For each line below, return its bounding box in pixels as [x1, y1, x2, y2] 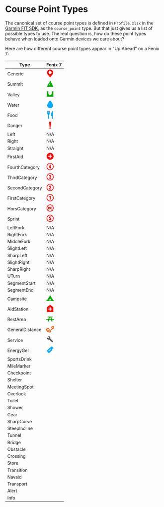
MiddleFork [7, 238, 31, 245]
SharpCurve [7, 418, 32, 424]
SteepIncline [7, 425, 33, 432]
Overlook [7, 390, 26, 397]
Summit [7, 81, 23, 87]
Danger [7, 123, 23, 129]
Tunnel [7, 432, 21, 438]
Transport [7, 481, 28, 487]
